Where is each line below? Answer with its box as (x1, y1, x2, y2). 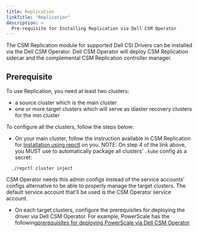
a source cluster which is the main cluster (14, 99, 117, 106)
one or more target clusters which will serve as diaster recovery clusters (14, 106, 192, 113)
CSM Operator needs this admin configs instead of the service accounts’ (6, 176, 185, 183)
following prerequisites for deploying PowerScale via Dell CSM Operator (14, 219, 190, 227)
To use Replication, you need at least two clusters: (6, 88, 130, 95)
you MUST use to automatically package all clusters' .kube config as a (14, 147, 187, 155)
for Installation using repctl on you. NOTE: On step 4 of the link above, (14, 141, 186, 149)
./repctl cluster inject (11, 165, 73, 172)
